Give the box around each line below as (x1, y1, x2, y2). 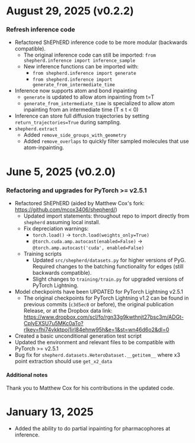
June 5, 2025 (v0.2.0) (6, 165, 116, 178)
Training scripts (23, 250, 62, 257)
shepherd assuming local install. (23, 218, 101, 225)
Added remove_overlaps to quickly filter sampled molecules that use (23, 138, 189, 145)
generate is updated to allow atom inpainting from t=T (23, 93, 155, 100)
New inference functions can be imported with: (23, 63, 139, 70)
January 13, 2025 (6, 406, 94, 419)
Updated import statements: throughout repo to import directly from (23, 212, 190, 219)
